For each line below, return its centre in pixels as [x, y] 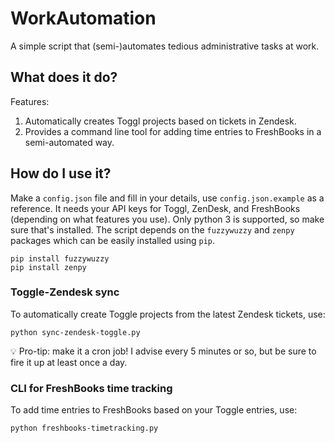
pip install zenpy [48, 267]
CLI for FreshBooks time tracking [91, 388]
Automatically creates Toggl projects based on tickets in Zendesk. [160, 121]
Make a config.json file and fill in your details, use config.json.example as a [167, 198]
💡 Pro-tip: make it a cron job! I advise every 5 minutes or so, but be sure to [163, 351]
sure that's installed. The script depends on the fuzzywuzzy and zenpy [152, 229]
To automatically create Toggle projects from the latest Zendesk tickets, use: [168, 314]
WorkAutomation [83, 18]
